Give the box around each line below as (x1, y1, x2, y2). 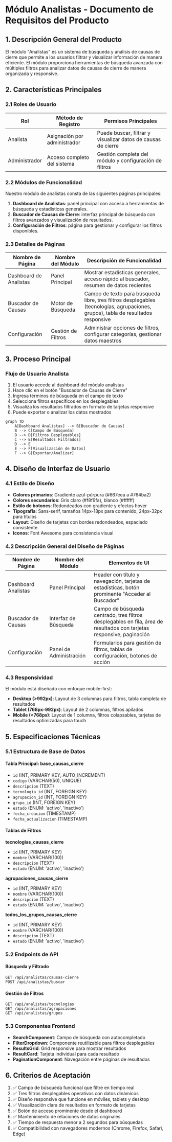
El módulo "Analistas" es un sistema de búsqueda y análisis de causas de (5, 49, 160, 55)
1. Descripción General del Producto (5, 35, 122, 44)
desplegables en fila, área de (94, 618, 163, 625)
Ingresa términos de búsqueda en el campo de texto (12, 392, 123, 399)
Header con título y (94, 571, 140, 578)
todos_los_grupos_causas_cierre (5, 912, 77, 918)
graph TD (5, 419, 24, 424)
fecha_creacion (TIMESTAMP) (12, 810, 76, 816)
